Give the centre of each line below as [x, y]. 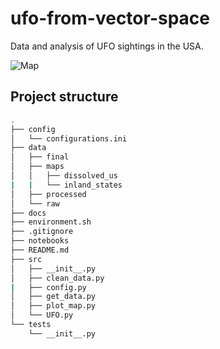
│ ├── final [40, 157]
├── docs [28, 213]
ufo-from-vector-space [110, 18]
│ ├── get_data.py [53, 297]
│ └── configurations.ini [69, 138]
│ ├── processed [48, 194]
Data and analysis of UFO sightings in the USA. [107, 46]
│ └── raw [35, 203]
